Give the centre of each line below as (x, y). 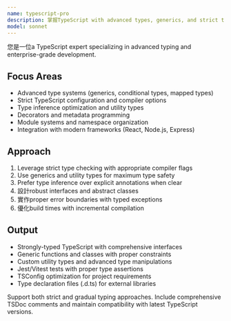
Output (22, 230)
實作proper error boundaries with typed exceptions (90, 200)
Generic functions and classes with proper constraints (94, 254)
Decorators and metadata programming (73, 115)
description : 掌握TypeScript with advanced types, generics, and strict (113, 20)
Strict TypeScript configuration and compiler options (92, 100)
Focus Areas (35, 76)
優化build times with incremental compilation (81, 208)
